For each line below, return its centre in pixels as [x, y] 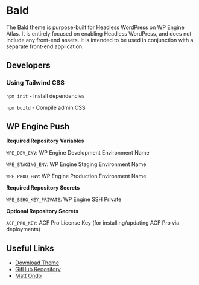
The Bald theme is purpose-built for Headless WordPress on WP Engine [96, 27]
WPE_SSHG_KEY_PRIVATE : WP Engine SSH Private [64, 199]
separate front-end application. [45, 46]
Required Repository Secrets [43, 188]
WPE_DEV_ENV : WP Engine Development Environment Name [78, 153]
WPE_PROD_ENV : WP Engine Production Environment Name [76, 176]
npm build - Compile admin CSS [46, 107]
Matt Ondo [28, 276]
